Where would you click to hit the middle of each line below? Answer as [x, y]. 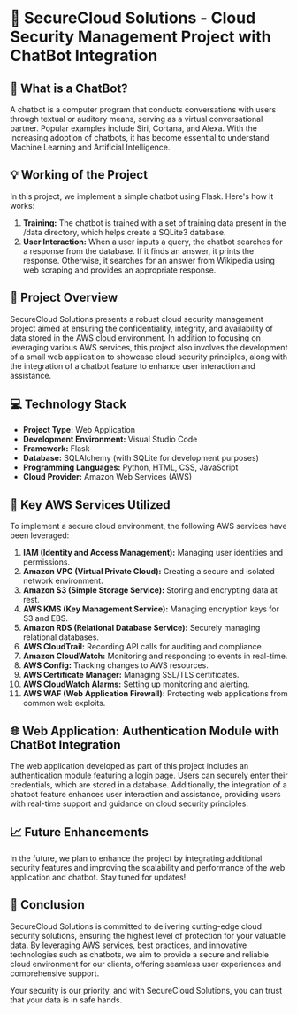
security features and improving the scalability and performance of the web [148, 867]
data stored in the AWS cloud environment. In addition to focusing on [136, 338]
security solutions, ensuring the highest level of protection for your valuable [148, 935]
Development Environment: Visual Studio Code [110, 439]
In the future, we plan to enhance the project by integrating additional [136, 858]
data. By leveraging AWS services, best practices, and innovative [129, 945]
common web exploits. [64, 703]
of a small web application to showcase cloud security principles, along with [149, 357]
